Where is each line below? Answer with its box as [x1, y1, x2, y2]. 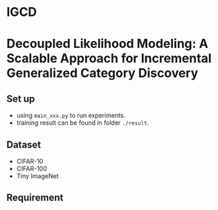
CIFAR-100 [16, 164, 48, 173]
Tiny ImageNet [16, 172, 60, 180]
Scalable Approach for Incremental [6, 51, 212, 67]
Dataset [6, 139, 42, 150]
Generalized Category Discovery [6, 65, 199, 81]
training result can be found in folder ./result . [16, 119, 149, 127]
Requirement [6, 192, 64, 204]
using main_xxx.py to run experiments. [16, 112, 126, 120]
